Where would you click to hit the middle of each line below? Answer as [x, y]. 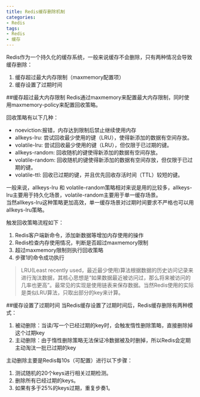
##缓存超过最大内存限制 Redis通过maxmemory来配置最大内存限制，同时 [95, 97]
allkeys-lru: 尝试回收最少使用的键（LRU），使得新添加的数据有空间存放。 [104, 137]
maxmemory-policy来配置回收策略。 [56, 105]
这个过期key [30, 333]
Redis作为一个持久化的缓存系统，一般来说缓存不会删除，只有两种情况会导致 [99, 57]
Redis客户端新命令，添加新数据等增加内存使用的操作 [79, 235]
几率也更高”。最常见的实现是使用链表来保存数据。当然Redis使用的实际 [107, 285]
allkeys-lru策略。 [27, 210]
